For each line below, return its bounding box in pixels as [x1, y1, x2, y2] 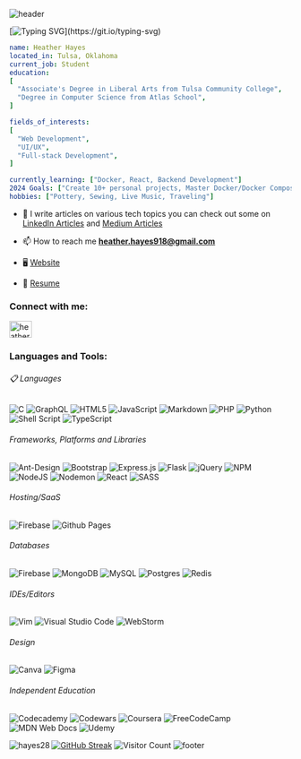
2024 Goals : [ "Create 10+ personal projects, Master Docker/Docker [9, 184, 267, 193]
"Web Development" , [17, 134, 90, 143]
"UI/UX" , [17, 142, 50, 151]
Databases [9, 540, 50, 551]
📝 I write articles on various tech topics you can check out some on [21, 208, 271, 219]
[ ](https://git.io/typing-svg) [9, 26, 161, 36]
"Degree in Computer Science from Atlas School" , [17, 93, 206, 102]
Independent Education [9, 685, 96, 695]
